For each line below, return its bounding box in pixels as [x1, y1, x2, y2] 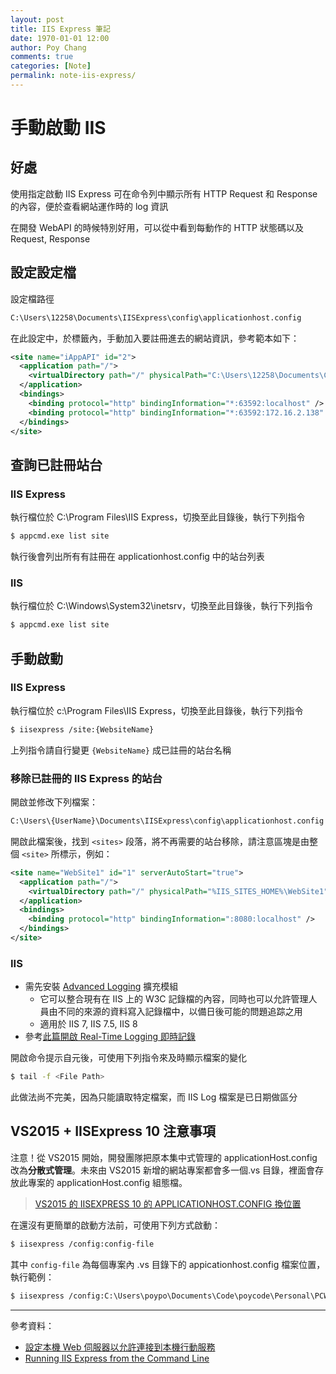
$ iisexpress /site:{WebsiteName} [10, 724, 155, 735]
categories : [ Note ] [10, 61, 92, 71]
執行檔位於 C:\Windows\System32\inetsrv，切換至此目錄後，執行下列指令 [10, 600, 314, 612]
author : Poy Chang [10, 42, 87, 53]
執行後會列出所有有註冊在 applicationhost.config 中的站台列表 [10, 551, 265, 562]
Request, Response [10, 232, 91, 245]
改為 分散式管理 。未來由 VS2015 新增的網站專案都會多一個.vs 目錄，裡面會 [10, 1164, 316, 1176]
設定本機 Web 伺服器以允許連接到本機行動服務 [24, 1341, 216, 1353]
